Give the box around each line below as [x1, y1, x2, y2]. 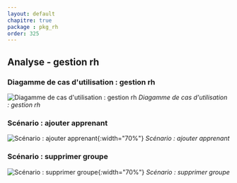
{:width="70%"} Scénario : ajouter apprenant [97, 134, 230, 143]
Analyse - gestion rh [7, 56, 100, 68]
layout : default [7, 10, 55, 18]
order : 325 [7, 30, 40, 37]
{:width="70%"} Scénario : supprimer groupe [98, 168, 230, 176]
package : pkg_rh [7, 23, 59, 30]
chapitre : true [7, 17, 52, 24]
